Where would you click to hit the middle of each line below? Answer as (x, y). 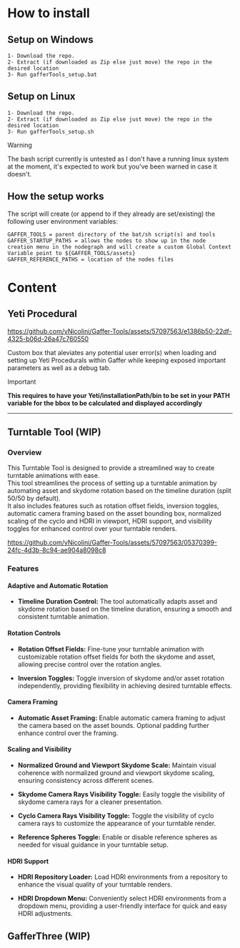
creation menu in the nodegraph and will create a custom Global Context (120, 247)
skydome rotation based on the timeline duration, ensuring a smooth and (125, 609)
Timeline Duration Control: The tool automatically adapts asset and (117, 602)
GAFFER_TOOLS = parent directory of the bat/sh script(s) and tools (111, 234)
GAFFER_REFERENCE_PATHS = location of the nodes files (91, 259)
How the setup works (56, 197)
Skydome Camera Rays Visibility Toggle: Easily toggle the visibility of (121, 794)
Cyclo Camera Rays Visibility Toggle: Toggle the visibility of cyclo (116, 816)
